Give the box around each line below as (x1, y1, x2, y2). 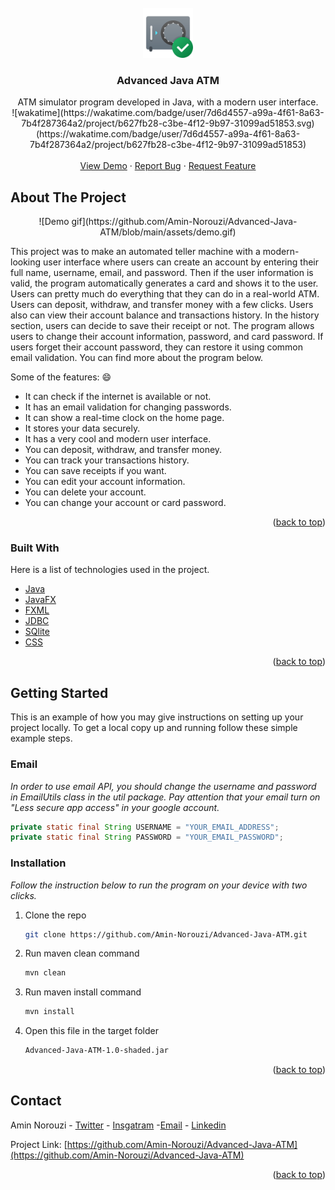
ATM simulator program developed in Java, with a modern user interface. (17, 96, 319, 108)
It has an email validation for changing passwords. (24, 401, 232, 413)
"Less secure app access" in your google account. (10, 801, 220, 813)
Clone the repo (24, 909, 87, 921)
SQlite (24, 626, 50, 638)
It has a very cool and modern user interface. (24, 433, 212, 445)
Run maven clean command (24, 947, 140, 960)
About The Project (10, 189, 127, 206)
